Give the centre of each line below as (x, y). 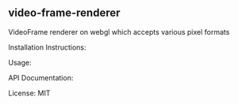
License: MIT (29, 93)
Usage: (20, 62)
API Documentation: (41, 77)
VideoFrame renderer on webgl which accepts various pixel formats (119, 32)
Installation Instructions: (47, 47)
